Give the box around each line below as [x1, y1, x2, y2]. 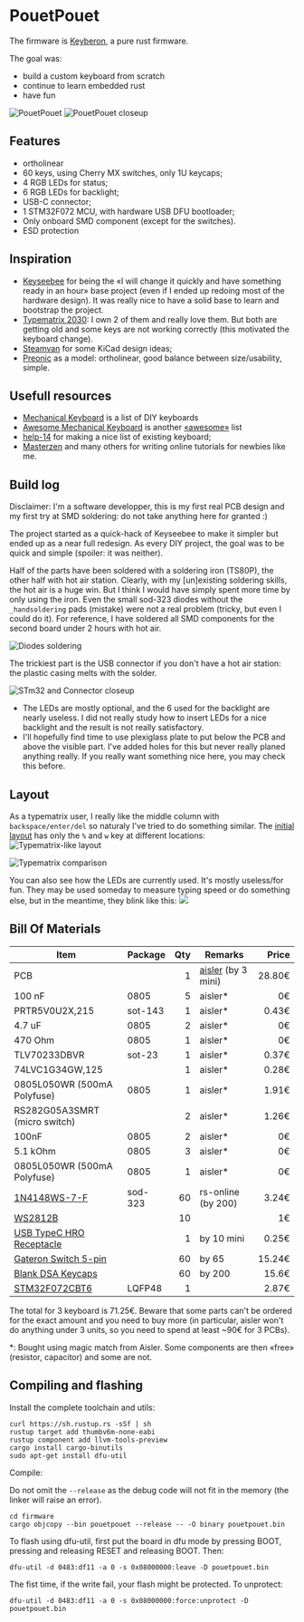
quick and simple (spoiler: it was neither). [9, 547, 164, 558]
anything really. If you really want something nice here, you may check [22, 751, 286, 762]
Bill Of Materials [9, 922, 101, 937]
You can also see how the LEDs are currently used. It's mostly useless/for [9, 875, 284, 885]
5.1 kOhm [14, 1144, 56, 1157]
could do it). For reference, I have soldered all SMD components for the [9, 613, 275, 624]
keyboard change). [22, 333, 93, 344]
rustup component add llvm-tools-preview [9, 1435, 168, 1444]
